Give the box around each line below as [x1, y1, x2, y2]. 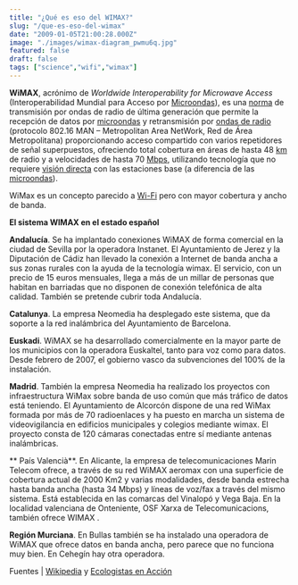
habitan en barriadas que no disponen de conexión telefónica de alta [9, 281, 262, 292]
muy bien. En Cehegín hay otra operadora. [9, 548, 165, 559]
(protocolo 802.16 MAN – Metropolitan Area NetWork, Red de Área [9, 125, 252, 136]
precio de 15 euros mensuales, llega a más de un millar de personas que [9, 272, 275, 282]
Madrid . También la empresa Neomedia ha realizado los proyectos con [9, 380, 270, 391]
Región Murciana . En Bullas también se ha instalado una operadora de [9, 529, 269, 540]
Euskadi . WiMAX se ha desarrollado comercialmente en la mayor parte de [9, 335, 281, 346]
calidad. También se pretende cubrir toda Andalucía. [9, 291, 203, 302]
